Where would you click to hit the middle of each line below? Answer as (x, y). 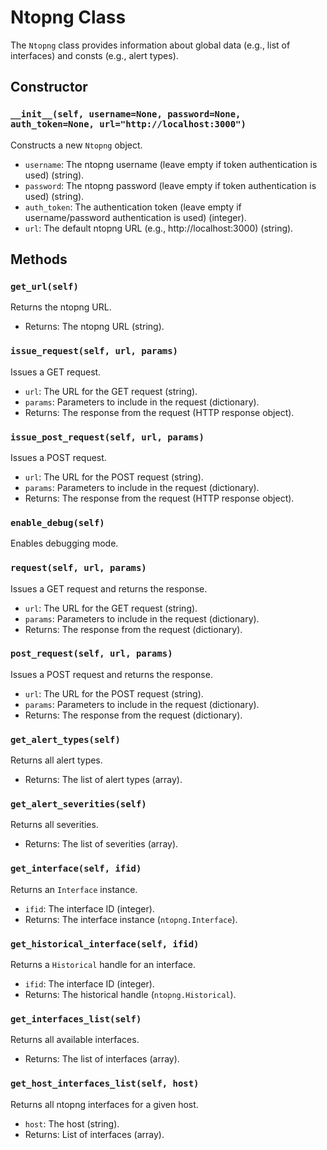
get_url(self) (44, 286)
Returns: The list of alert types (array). (103, 780)
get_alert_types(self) (65, 739)
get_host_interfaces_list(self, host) (105, 1084)
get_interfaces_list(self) (76, 1019)
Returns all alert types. (56, 760)
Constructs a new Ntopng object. (76, 145)
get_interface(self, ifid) (76, 869)
